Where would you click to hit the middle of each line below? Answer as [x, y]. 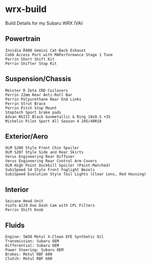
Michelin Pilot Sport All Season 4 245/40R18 [53, 121]
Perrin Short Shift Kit [30, 59]
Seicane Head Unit [24, 201]
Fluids [15, 225]
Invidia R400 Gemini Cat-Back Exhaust [45, 50]
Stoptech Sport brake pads [33, 112]
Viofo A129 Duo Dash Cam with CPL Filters [50, 206]
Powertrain [23, 39]
